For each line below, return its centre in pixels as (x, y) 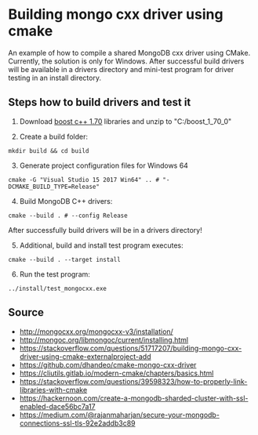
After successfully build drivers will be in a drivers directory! (105, 230)
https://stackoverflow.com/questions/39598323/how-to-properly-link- (133, 381)
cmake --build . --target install (65, 259)
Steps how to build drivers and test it (100, 102)
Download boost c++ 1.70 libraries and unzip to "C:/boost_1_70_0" (125, 121)
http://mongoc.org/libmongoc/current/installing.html (104, 339)
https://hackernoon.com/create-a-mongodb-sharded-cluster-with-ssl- (134, 398)
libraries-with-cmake (53, 390)
